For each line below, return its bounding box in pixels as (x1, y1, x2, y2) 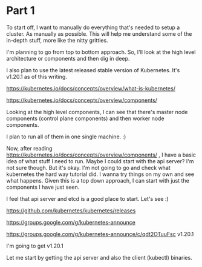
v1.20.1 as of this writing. (6, 73, 68, 80)
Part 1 (6, 4, 35, 18)
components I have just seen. (6, 183, 80, 191)
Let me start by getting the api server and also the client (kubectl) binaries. (6, 254, 192, 261)
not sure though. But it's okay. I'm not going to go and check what (6, 164, 171, 171)
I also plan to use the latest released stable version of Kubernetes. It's (6, 66, 180, 73)
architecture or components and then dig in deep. (6, 55, 130, 62)
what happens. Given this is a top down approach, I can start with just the (6, 177, 189, 184)
